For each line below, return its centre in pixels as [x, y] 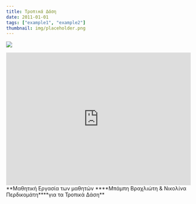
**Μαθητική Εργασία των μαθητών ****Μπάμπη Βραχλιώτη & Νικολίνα [96, 189]
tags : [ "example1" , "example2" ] [46, 22]
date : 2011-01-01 [27, 17]
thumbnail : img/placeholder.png [46, 28]
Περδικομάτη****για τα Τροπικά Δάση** [55, 195]
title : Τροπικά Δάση [32, 11]
